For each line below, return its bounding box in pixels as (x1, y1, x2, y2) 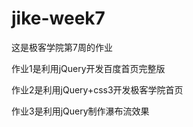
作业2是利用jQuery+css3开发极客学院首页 (11, 83, 184, 96)
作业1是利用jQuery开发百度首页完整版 (11, 62, 166, 74)
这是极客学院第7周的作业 (11, 41, 113, 53)
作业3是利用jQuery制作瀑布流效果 (11, 105, 150, 117)
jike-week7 (11, 7, 106, 30)
